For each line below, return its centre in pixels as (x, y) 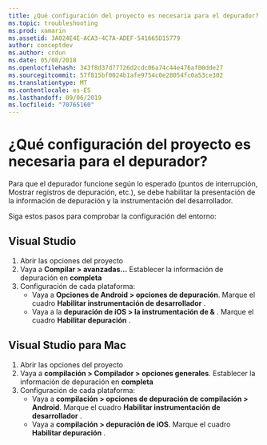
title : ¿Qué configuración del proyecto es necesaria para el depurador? (134, 16)
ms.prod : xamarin (37, 30)
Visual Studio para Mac (67, 345)
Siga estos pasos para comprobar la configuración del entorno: (113, 216)
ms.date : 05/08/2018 (43, 61)
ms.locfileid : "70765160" (51, 105)
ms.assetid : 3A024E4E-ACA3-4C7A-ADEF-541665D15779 (94, 38)
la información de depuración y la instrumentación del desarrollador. (121, 201)
